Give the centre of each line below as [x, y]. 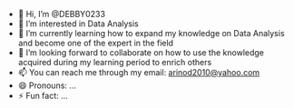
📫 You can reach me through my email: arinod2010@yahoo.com [139, 72]
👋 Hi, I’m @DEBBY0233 [62, 14]
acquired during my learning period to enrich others [115, 62]
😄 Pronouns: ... [47, 85]
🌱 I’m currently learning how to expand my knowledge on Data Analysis [151, 33]
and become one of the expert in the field [96, 43]
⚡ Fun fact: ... [43, 96]
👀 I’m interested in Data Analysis [78, 24]
